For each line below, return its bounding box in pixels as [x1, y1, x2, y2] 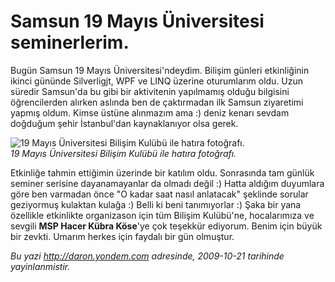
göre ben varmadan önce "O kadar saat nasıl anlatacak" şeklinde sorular [10, 188, 309, 200]
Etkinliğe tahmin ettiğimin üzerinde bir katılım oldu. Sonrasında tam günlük [10, 166, 315, 179]
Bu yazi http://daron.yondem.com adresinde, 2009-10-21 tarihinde [10, 250, 285, 262]
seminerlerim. [10, 31, 130, 54]
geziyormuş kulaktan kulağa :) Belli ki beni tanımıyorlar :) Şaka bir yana [10, 198, 302, 210]
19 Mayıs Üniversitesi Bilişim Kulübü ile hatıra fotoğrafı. [10, 147, 237, 159]
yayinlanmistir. [10, 260, 71, 272]
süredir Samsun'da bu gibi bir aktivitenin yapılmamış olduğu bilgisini [10, 85, 290, 97]
